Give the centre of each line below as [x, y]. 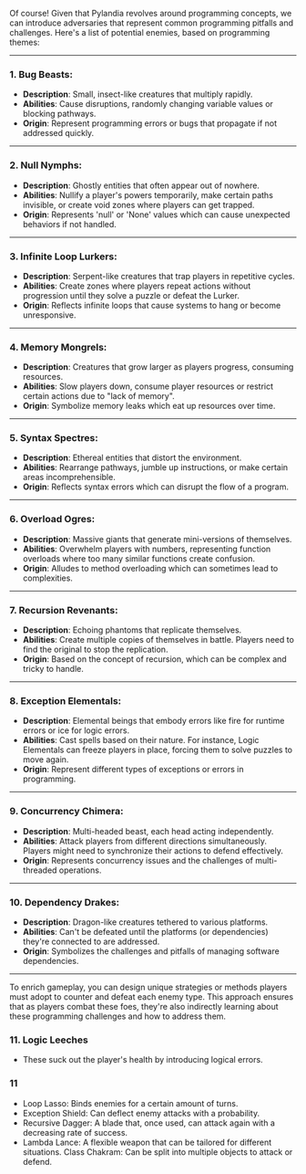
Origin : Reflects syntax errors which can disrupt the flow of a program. [156, 487]
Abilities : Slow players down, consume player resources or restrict [148, 386]
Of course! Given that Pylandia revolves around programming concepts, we [151, 13]
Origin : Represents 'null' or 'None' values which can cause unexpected [156, 215]
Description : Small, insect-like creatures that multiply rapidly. [138, 94]
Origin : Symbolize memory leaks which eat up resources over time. [149, 406]
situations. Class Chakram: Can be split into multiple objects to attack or [158, 1152]
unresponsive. [49, 315]
